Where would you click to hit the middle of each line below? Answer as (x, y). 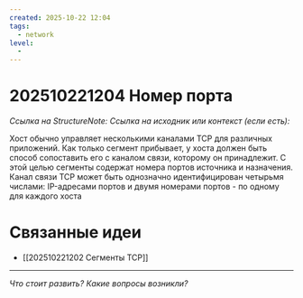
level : (22, 43)
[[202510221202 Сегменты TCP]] (85, 257)
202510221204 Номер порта (121, 96)
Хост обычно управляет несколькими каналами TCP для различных (141, 139)
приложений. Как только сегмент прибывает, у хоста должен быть (138, 148)
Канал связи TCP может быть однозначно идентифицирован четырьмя (147, 177)
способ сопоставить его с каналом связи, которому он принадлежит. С (148, 158)
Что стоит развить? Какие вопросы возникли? (99, 284)
